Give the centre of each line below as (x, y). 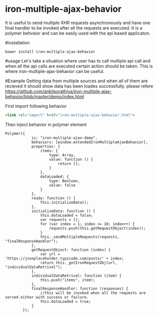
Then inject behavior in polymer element (46, 125)
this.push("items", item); (68, 280)
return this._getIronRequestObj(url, (79, 263)
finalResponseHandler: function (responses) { (80, 288)
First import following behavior (36, 106)
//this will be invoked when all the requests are (93, 293)
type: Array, (62, 155)
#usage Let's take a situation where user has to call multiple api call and (78, 61)
